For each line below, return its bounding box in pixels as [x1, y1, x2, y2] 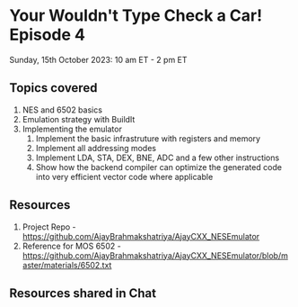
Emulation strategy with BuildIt [22, 113, 136, 124]
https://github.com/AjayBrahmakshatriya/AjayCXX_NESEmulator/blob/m [22, 249, 289, 261]
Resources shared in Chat [9, 285, 157, 301]
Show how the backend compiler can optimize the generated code [35, 161, 283, 172]
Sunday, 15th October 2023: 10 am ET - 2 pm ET [9, 54, 188, 65]
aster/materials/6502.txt [22, 259, 112, 270]
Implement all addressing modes [35, 142, 157, 153]
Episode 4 [9, 24, 85, 45]
